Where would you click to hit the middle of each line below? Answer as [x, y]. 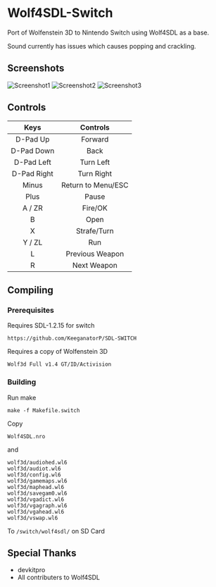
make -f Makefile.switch [44, 410]
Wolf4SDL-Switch [60, 13]
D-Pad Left [32, 162]
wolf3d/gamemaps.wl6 [38, 481]
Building [22, 382]
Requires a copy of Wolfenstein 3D [57, 352]
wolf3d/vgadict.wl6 [36, 499]
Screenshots [36, 68]
